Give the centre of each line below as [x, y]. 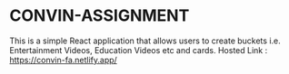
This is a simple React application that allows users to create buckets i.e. [145, 41]
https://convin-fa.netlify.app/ [64, 60]
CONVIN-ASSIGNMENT [100, 16]
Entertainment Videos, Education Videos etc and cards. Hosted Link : [139, 50]
